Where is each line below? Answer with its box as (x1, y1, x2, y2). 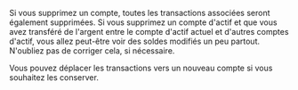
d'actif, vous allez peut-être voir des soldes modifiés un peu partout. (9, 36, 261, 46)
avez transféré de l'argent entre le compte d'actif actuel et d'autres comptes (9, 27, 289, 37)
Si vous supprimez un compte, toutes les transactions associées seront (9, 8, 270, 18)
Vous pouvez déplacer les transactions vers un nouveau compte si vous (9, 62, 273, 73)
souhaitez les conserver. (9, 72, 100, 83)
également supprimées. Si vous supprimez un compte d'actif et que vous (9, 17, 278, 28)
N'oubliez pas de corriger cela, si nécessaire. (9, 45, 175, 56)
